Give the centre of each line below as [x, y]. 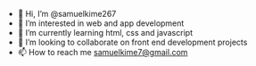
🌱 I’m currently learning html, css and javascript [105, 33]
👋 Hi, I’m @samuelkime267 [67, 14]
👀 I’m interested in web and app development [101, 23]
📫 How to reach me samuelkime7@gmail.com [103, 52]
